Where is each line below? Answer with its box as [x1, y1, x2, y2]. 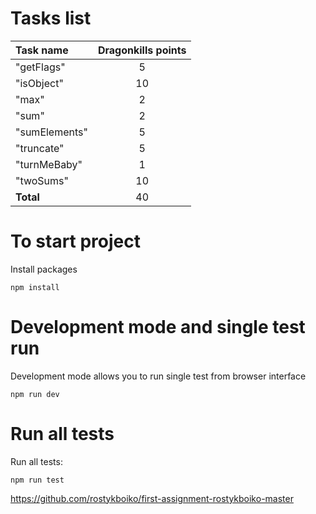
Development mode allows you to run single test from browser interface [10, 370, 307, 382]
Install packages [10, 263, 78, 275]
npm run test [10, 475, 65, 485]
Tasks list [10, 7, 92, 30]
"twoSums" [15, 173, 69, 187]
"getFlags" [15, 60, 66, 74]
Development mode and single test [10, 316, 306, 339]
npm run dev [10, 389, 60, 399]
